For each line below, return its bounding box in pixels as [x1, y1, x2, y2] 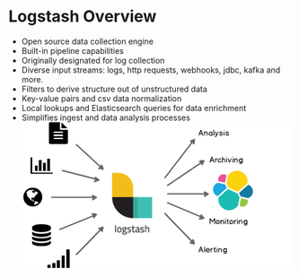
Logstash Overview [8, 6, 157, 27]
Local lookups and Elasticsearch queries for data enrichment [21, 102, 247, 113]
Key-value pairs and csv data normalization [21, 92, 182, 104]
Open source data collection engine [21, 36, 154, 47]
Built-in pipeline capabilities [21, 45, 125, 56]
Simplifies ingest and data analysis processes [21, 112, 190, 123]
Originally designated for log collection [21, 55, 165, 65]
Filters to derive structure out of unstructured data [21, 83, 208, 94]
